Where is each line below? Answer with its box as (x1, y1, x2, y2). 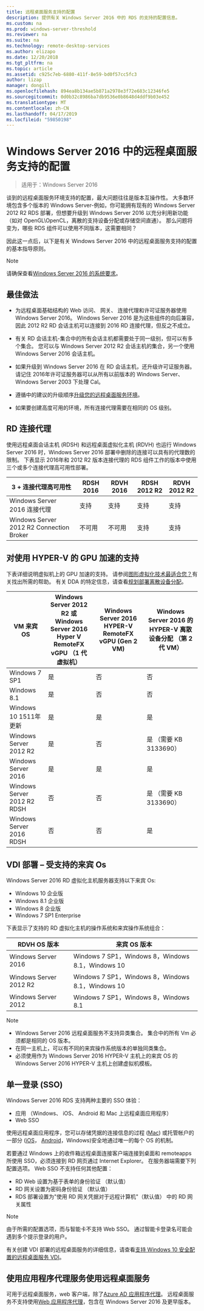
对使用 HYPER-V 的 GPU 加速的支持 (6, 553, 140, 563)
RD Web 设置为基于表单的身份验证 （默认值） (15, 1178, 129, 1185)
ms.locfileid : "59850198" (6, 116, 72, 122)
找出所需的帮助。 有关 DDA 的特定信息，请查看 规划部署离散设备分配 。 (11, 578, 187, 585)
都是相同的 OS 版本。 (20, 1037, 74, 1044)
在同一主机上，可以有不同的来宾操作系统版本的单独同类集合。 (15, 1045, 170, 1052)
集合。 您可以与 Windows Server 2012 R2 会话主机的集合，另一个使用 (20, 342, 195, 350)
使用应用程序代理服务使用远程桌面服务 (6, 1273, 150, 1284)
